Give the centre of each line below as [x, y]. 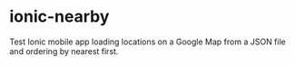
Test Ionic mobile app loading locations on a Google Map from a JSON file [147, 42]
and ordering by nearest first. [64, 51]
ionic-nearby [59, 17]
